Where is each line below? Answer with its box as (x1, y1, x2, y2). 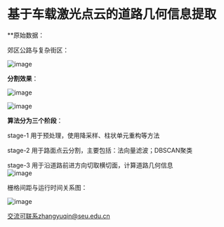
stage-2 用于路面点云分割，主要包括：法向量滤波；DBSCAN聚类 (7, 146, 193, 154)
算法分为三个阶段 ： (7, 116, 63, 125)
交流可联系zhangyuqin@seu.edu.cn (7, 212, 110, 220)
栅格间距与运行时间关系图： (7, 183, 88, 191)
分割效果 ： (7, 74, 39, 83)
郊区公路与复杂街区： (7, 46, 69, 54)
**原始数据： (7, 31, 45, 39)
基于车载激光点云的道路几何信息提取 (7, 6, 217, 22)
